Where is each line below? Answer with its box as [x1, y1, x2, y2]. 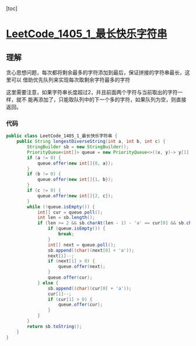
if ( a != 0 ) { [27, 155, 61, 160]
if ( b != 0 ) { [27, 171, 61, 177]
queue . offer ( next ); [58, 263, 106, 270]
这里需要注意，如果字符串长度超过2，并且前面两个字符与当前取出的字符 [6, 89, 178, 95]
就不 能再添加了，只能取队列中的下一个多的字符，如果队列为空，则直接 [16, 96, 187, 103]
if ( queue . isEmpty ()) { [47, 225, 106, 232]
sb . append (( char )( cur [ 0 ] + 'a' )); [47, 285, 132, 292]
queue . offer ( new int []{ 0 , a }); [37, 160, 114, 166]
